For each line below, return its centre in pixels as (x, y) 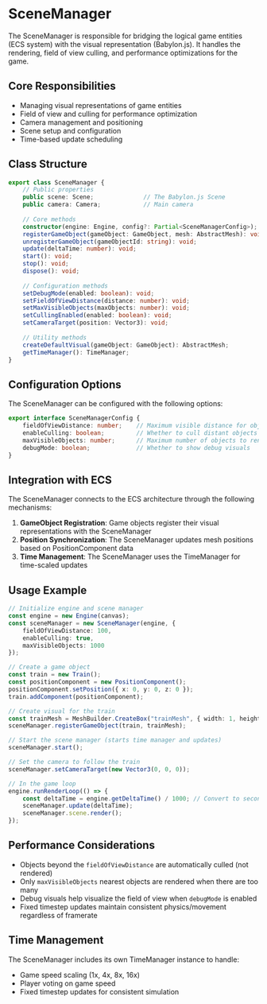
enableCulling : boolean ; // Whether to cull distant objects (140, 433)
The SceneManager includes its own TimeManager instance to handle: (124, 959)
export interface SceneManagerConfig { (74, 418)
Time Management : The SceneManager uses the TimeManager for (130, 556)
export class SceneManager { (56, 182)
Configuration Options (65, 384)
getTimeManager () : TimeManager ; (76, 352)
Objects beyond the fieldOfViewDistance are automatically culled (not (134, 864)
